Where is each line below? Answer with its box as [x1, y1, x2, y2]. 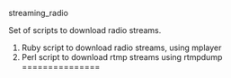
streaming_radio [8, 8, 69, 18]
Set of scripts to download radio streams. [8, 25, 162, 35]
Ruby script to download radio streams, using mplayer [21, 42, 222, 53]
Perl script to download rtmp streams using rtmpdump [21, 52, 223, 62]
